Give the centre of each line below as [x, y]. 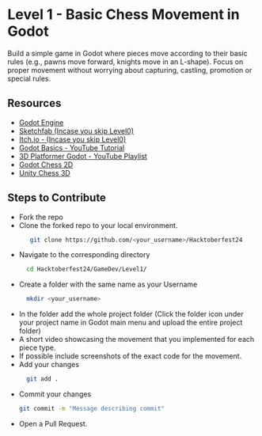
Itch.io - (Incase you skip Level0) [72, 139]
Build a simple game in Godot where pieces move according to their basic [127, 53]
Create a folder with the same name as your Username [108, 284]
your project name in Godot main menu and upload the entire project [131, 323]
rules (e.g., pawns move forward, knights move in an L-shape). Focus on [125, 62]
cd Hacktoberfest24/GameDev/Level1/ [87, 269]
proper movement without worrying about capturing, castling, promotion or [130, 70]
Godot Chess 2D [46, 165]
